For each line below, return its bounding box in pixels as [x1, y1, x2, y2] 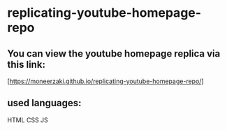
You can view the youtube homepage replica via [7, 48, 221, 59]
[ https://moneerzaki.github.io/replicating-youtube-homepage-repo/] [7, 77, 204, 85]
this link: [7, 58, 45, 71]
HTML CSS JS [7, 115, 49, 124]
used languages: [7, 97, 82, 109]
